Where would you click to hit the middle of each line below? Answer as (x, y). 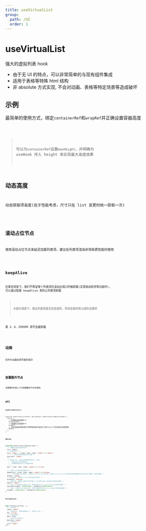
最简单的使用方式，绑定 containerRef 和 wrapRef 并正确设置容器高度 (73, 118)
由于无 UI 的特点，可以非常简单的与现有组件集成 (62, 74)
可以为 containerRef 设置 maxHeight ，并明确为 (55, 149)
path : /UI (20, 19)
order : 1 (19, 24)
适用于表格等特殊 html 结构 (41, 81)
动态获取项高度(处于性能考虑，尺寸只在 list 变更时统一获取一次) (65, 206)
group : (12, 15)
